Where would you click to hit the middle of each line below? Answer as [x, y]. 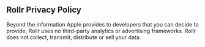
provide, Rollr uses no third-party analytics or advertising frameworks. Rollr [101, 31]
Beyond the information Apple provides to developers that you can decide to [102, 24]
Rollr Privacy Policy [44, 10]
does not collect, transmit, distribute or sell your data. [74, 37]
